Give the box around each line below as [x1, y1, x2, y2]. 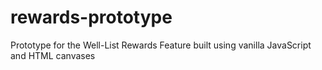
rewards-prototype [10, 6, 173, 29]
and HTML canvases [10, 49, 96, 61]
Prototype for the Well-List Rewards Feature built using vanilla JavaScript [10, 39, 312, 51]
